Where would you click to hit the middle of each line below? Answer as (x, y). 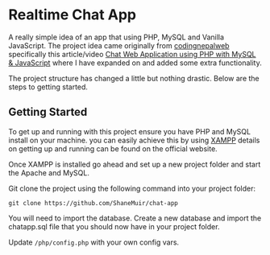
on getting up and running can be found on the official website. (113, 148)
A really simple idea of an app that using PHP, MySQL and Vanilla (116, 37)
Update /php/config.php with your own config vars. (94, 242)
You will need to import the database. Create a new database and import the (135, 218)
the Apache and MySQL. (49, 173)
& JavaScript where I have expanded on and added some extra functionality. (135, 63)
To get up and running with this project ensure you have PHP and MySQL (130, 131)
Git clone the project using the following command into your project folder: (132, 188)
